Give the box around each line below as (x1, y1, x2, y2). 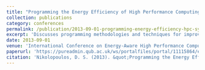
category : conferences (6, 20, 64, 26)
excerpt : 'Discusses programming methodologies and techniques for (6, 32, 182, 38)
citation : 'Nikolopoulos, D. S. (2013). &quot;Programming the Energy (6, 54, 190, 60)
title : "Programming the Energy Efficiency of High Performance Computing (6, 9, 201, 15)
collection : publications (6, 15, 72, 21)
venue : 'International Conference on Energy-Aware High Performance (6, 43, 184, 49)
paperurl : (6, 49, 32, 55)
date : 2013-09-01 (6, 37, 51, 43)
